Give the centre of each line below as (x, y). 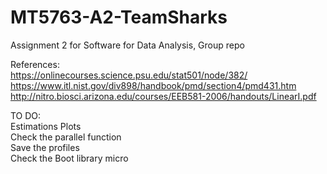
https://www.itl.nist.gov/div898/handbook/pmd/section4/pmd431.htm (153, 85)
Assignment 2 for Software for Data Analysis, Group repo (127, 45)
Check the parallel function (66, 137)
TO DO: (26, 115)
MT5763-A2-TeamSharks (119, 17)
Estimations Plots (46, 126)
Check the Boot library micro (69, 158)
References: (35, 64)
